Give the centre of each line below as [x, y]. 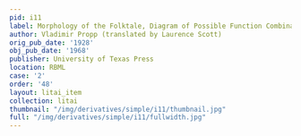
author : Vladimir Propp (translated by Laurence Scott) [116, 34]
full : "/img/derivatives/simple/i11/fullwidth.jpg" [107, 117]
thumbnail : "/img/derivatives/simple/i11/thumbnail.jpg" [118, 109]
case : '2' [28, 76]
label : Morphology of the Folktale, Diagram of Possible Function [136, 26]
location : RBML [38, 68]
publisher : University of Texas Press [82, 59]
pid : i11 [26, 17]
